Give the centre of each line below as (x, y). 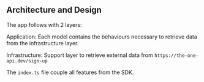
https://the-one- (176, 55)
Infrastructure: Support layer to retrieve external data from (80, 55)
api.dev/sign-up (27, 61)
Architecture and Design (54, 10)
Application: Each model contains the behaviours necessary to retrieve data (102, 37)
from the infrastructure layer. (43, 43)
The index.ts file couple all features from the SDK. (70, 72)
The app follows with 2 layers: (44, 24)
